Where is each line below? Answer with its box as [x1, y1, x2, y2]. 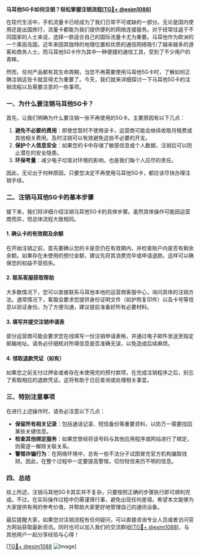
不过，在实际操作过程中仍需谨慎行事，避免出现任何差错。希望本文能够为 [16, 496, 194, 503]
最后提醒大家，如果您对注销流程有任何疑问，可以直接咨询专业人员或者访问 [6, 516, 189, 523]
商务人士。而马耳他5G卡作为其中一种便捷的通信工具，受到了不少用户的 [16, 48, 190, 55]
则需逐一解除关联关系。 [14, 442, 73, 449]
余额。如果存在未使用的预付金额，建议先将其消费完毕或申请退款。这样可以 [6, 251, 189, 259]
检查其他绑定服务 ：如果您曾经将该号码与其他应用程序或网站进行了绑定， [14, 435, 192, 442]
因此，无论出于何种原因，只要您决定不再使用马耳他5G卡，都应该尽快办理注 [6, 169, 190, 176]
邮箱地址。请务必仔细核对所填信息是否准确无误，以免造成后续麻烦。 [6, 340, 173, 347]
